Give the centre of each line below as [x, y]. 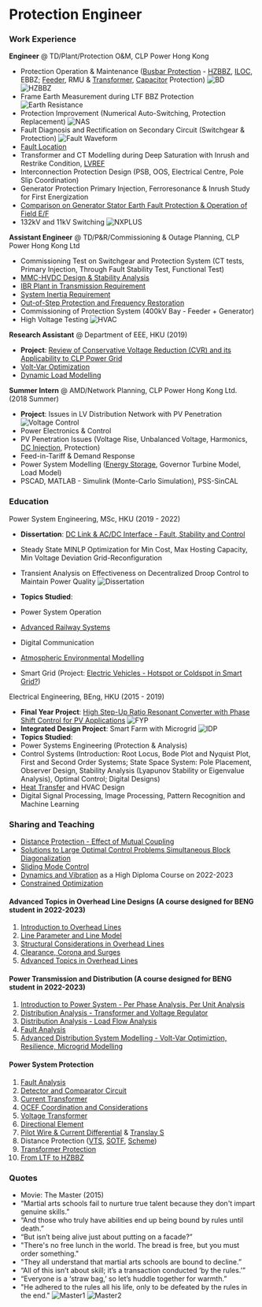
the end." [35, 1295]
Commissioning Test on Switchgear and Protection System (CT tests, [132, 261]
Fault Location [43, 147]
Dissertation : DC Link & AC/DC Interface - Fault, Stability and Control [133, 534]
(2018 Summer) [34, 399]
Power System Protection [52, 1064]
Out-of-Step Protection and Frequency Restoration [102, 303]
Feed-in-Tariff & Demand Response [77, 456]
